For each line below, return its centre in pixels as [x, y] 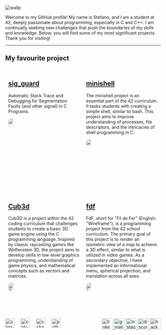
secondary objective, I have [114, 260]
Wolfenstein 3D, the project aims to [44, 250]
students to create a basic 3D [38, 229]
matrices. [18, 276]
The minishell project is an [113, 95]
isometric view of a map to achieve [122, 245]
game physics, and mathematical [42, 266]
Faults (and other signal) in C [38, 106]
